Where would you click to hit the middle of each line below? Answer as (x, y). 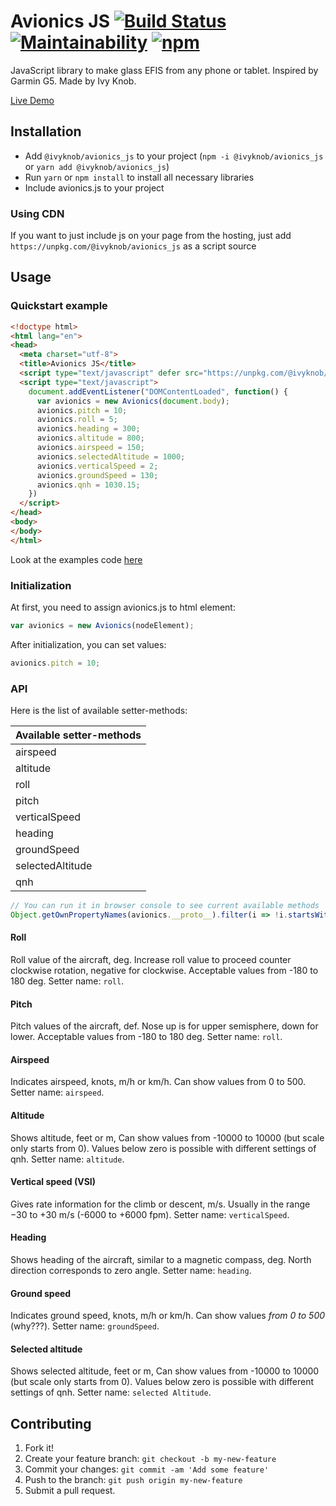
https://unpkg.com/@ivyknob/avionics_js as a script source (133, 246)
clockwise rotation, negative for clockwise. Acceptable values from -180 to (164, 971)
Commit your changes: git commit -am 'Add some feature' (147, 1469)
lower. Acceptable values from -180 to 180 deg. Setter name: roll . (146, 1037)
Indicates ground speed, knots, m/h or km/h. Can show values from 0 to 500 (168, 1316)
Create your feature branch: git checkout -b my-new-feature (150, 1459)
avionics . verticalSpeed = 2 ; (97, 466)
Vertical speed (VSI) (53, 1182)
